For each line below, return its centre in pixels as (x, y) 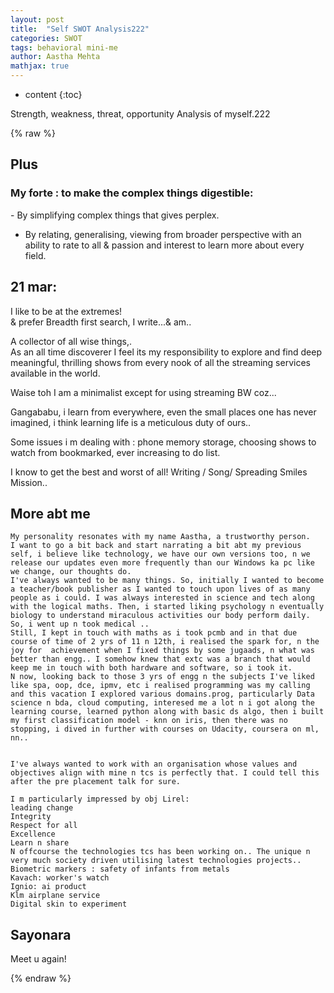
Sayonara (41, 934)
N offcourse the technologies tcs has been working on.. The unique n (160, 852)
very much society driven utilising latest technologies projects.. (156, 861)
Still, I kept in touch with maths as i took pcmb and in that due (154, 633)
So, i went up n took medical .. (80, 624)
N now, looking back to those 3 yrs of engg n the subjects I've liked (162, 677)
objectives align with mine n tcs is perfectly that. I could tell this (165, 773)
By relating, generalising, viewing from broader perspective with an (163, 234)
